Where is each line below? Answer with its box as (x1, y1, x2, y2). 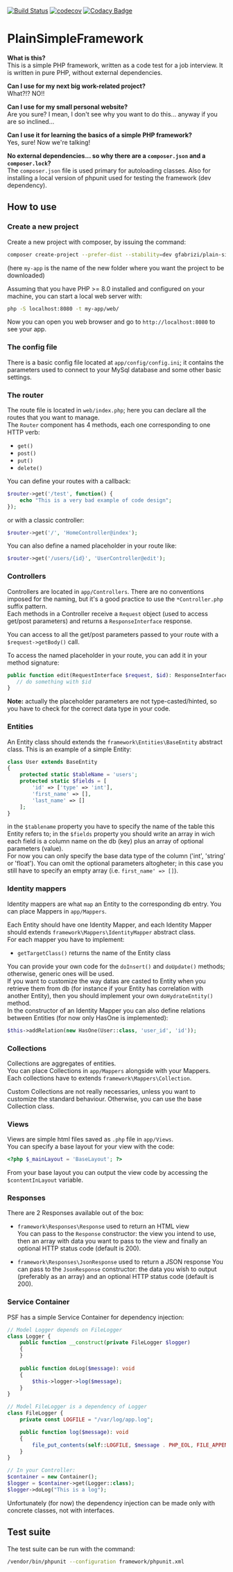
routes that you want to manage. (7, 413, 101, 421)
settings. (7, 373, 33, 381)
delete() (17, 464, 43, 471)
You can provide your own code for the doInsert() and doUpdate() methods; (7, 962, 225, 970)
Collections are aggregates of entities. (7, 1059, 116, 1067)
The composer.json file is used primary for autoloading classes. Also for (7, 166, 211, 175)
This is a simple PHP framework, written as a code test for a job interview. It (7, 61, 223, 69)
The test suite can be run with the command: (7, 1544, 135, 1553)
